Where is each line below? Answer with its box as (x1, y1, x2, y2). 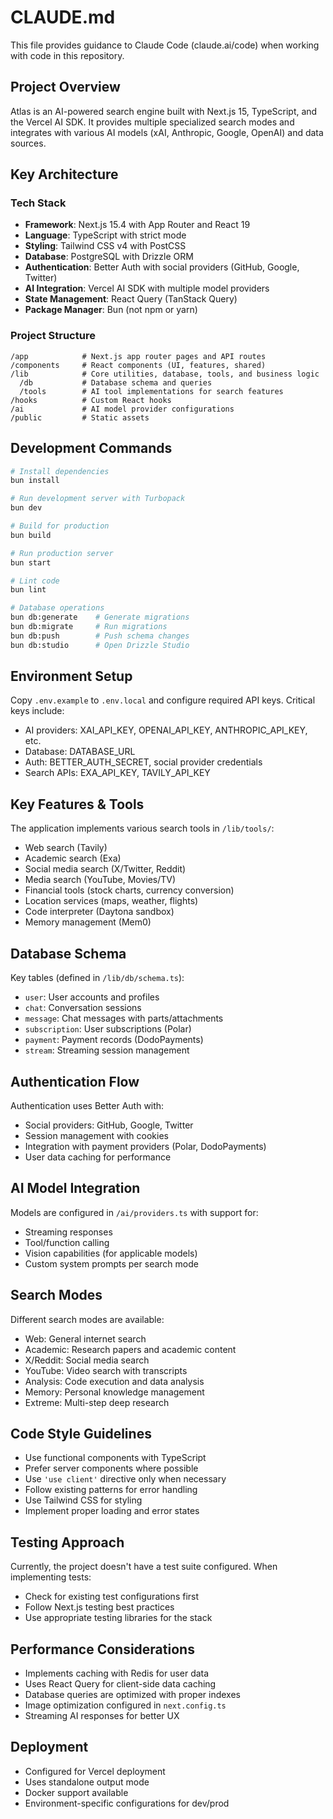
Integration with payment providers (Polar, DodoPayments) (24, 1140, 267, 1152)
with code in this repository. (10, 49, 125, 61)
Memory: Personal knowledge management (24, 1386, 205, 1398)
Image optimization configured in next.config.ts (24, 1699, 227, 1711)
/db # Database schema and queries (19, 377, 213, 388)
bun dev (10, 503, 43, 513)
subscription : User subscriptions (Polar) (24, 1023, 192, 1035)
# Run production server (10, 548, 114, 558)
